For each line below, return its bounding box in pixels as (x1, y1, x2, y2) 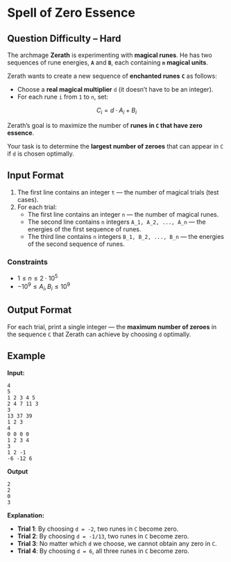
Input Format (7, 170, 65, 181)
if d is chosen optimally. (7, 149, 74, 158)
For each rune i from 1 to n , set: (17, 92, 109, 101)
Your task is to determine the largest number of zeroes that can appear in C (7, 142, 224, 150)
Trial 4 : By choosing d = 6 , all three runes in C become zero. (17, 547, 189, 555)
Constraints (7, 257, 49, 267)
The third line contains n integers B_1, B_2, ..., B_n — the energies (27, 232, 224, 240)
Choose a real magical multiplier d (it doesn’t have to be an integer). (17, 85, 214, 93)
